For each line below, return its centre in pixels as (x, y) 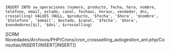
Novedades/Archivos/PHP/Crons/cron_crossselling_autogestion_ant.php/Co (85, 40)
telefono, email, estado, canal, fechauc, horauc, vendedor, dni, (77, 12)
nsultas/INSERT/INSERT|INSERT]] (41, 45)
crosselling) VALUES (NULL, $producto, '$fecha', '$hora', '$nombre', (82, 16)
